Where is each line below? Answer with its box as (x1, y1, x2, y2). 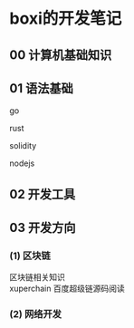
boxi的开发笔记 (9, 8, 122, 29)
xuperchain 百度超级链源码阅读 (9, 283, 125, 294)
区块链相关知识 (9, 272, 65, 283)
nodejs (9, 158, 35, 169)
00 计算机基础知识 (9, 47, 112, 63)
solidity (9, 140, 37, 151)
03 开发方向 (9, 220, 76, 236)
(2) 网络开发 (9, 308, 62, 321)
